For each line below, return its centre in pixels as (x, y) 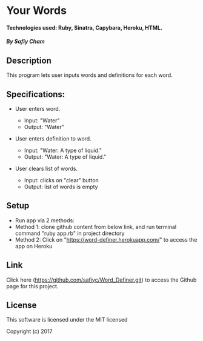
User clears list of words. (46, 168)
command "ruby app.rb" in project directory (70, 233)
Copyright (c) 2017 (29, 331)
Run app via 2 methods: (45, 220)
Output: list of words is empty (61, 187)
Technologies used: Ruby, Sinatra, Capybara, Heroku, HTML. (84, 27)
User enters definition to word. (53, 139)
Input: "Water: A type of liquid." (63, 150)
